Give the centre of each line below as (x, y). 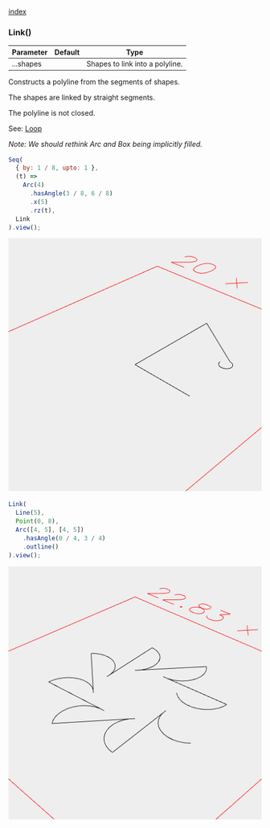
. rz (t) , (43, 210)
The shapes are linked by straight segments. (82, 97)
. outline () (41, 547)
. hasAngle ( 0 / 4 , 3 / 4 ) (64, 538)
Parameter (30, 52)
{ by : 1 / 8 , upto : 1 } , (57, 168)
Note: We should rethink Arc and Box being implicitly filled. (106, 144)
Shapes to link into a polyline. (135, 64)
